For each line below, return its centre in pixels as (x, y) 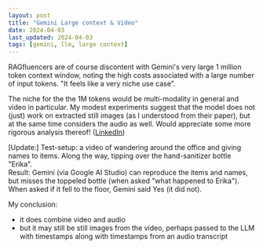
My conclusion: (33, 204)
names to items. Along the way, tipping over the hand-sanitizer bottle (120, 156)
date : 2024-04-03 (37, 30)
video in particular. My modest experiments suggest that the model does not (131, 108)
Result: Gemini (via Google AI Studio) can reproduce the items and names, (128, 173)
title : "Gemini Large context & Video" (73, 23)
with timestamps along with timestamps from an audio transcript (124, 236)
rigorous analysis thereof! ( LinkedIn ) (67, 132)
